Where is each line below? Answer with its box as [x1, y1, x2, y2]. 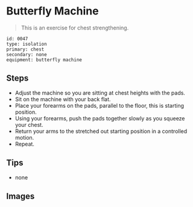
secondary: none [6, 51, 47, 58]
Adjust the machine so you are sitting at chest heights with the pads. [14, 89, 186, 96]
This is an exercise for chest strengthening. [21, 24, 129, 31]
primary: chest [6, 46, 45, 52]
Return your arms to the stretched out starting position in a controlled [14, 128, 188, 135]
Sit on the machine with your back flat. [14, 95, 111, 103]
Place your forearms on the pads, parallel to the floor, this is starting [14, 102, 185, 109]
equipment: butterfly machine [6, 57, 83, 63]
